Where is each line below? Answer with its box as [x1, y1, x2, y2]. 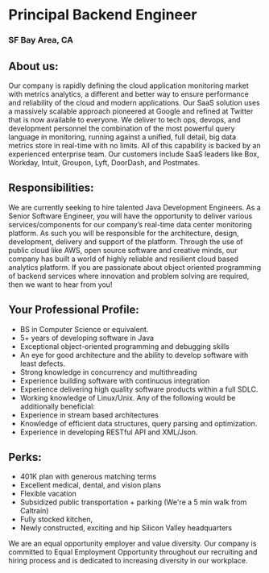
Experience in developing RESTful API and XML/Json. [19, 427, 198, 437]
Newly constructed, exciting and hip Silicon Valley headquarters [19, 523, 232, 533]
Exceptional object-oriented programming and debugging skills [19, 341, 230, 351]
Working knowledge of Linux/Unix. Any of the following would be [19, 392, 236, 402]
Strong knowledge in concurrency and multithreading [19, 367, 197, 376]
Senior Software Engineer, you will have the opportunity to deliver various [8, 211, 253, 221]
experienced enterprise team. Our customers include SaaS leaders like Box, [8, 149, 259, 159]
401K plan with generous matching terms [19, 471, 157, 481]
